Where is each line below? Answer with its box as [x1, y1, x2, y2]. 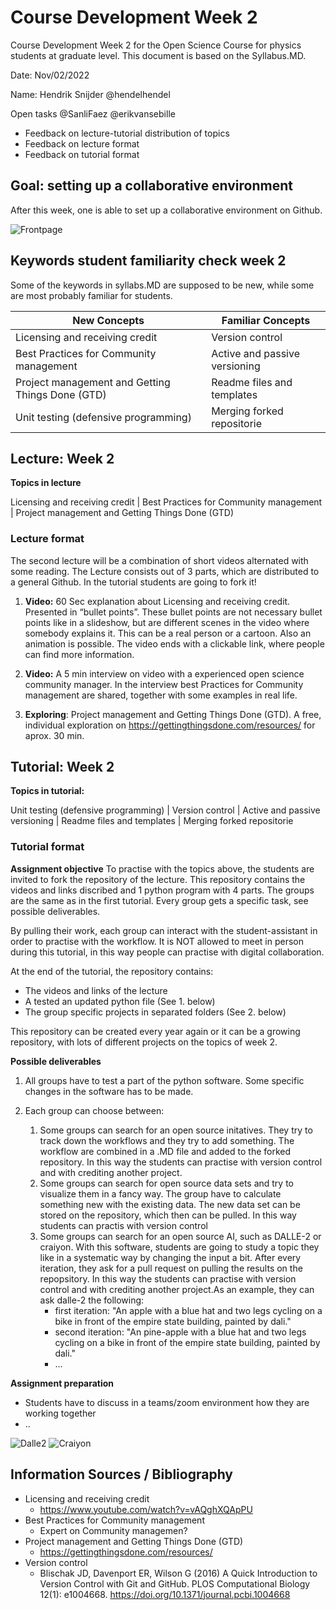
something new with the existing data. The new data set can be [39, 1198, 301, 1210]
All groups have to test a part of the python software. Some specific [24, 1074, 305, 1086]
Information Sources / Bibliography [10, 1466, 233, 1483]
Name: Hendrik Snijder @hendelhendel [10, 88, 171, 100]
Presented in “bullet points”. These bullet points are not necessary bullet [24, 606, 323, 618]
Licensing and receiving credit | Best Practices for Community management [10, 496, 323, 508]
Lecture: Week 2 [10, 450, 115, 467]
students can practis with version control [39, 1219, 208, 1231]
